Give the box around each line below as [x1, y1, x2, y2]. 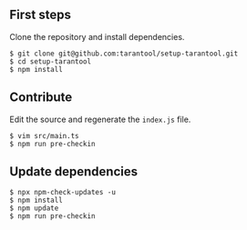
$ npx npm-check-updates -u [9, 188, 117, 197]
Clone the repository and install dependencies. [9, 31, 185, 42]
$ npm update [9, 204, 59, 213]
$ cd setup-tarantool [9, 56, 92, 66]
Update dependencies [9, 164, 139, 180]
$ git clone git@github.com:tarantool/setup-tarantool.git [9, 49, 239, 58]
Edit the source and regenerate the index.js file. [9, 114, 191, 125]
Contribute [9, 90, 73, 105]
